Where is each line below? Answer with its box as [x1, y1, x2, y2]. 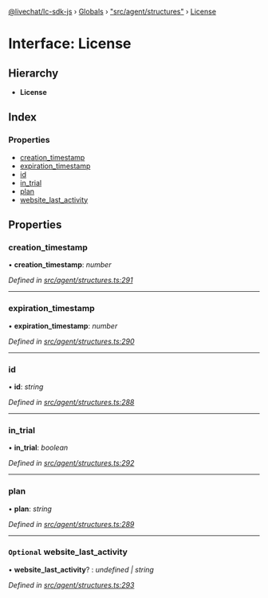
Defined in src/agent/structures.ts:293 [8, 580, 135, 589]
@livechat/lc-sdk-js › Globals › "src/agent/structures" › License [8, 7, 217, 16]
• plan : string [8, 504, 52, 513]
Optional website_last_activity [8, 546, 128, 557]
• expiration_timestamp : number [8, 321, 118, 330]
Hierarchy [8, 66, 59, 80]
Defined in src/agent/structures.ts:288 [8, 397, 135, 407]
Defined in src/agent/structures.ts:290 [8, 336, 135, 346]
